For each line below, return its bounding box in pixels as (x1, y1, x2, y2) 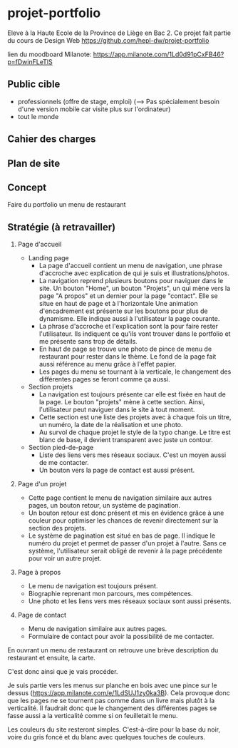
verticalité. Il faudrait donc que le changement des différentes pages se (7, 704, 217, 712)
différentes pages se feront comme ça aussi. (38, 375, 170, 384)
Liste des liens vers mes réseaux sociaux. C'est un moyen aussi (38, 451, 227, 459)
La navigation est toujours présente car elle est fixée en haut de (38, 390, 226, 399)
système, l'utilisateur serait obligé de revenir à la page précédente (28, 547, 223, 555)
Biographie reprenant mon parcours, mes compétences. (28, 590, 193, 598)
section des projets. (28, 524, 87, 533)
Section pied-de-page (28, 444, 94, 452)
